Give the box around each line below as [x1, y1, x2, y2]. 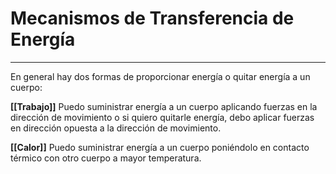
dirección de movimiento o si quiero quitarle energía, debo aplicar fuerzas [10, 111, 315, 123]
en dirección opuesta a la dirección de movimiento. [10, 122, 222, 134]
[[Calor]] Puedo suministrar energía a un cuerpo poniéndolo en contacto [10, 141, 310, 153]
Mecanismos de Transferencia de [10, 7, 295, 30]
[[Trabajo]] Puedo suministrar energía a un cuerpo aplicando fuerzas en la [10, 100, 318, 112]
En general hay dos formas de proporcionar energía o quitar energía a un [10, 70, 311, 82]
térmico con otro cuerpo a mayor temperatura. [10, 152, 202, 164]
